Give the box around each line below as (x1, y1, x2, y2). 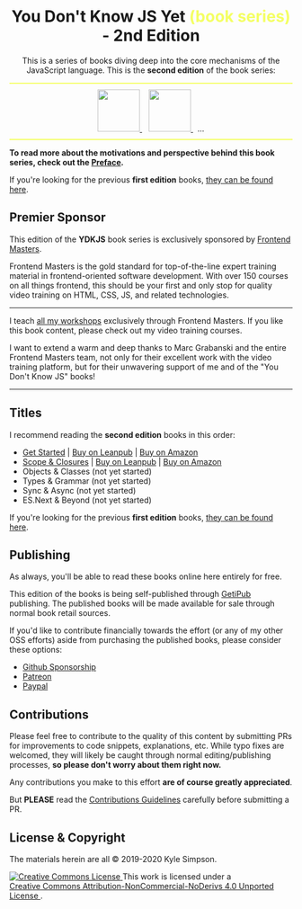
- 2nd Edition (102, 25, 200, 46)
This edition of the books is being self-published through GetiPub (9, 589, 252, 600)
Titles (9, 405, 42, 421)
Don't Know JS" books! (9, 370, 96, 381)
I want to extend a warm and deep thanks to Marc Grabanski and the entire (9, 342, 287, 352)
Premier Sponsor (9, 209, 106, 226)
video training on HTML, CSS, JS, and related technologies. (9, 290, 229, 300)
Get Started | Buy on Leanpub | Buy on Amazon (22, 447, 199, 458)
